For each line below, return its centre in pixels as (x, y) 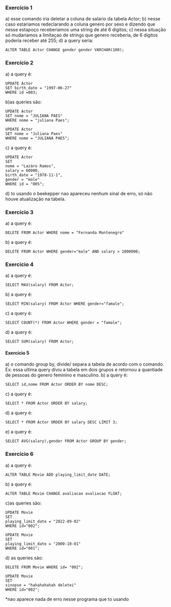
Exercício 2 (19, 63)
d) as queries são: (24, 558)
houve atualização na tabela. (35, 199)
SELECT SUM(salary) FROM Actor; (40, 342)
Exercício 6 (19, 454)
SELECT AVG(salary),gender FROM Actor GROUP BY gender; (66, 441)
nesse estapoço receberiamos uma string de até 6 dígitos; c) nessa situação (86, 30)
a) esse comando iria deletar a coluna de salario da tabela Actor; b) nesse (83, 19)
